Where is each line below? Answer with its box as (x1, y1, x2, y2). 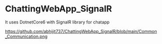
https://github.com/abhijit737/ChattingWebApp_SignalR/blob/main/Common (5, 28, 157, 34)
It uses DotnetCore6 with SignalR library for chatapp (5, 19, 110, 25)
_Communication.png (5, 33, 48, 39)
